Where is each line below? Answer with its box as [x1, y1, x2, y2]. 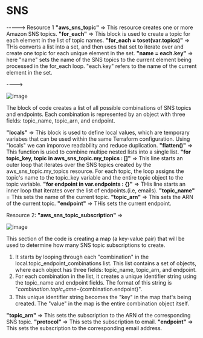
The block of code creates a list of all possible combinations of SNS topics [6, 104, 192, 111]
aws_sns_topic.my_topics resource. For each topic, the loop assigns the [6, 167, 184, 175]
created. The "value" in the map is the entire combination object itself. [14, 300, 189, 307]
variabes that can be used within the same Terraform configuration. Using [6, 135, 190, 143]
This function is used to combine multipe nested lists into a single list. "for [6, 148, 192, 155]
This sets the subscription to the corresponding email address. [6, 324, 163, 331]
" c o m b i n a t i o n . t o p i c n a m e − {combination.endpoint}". [14, 285, 143, 294]
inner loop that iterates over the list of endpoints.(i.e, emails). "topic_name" [6, 186, 195, 194]
